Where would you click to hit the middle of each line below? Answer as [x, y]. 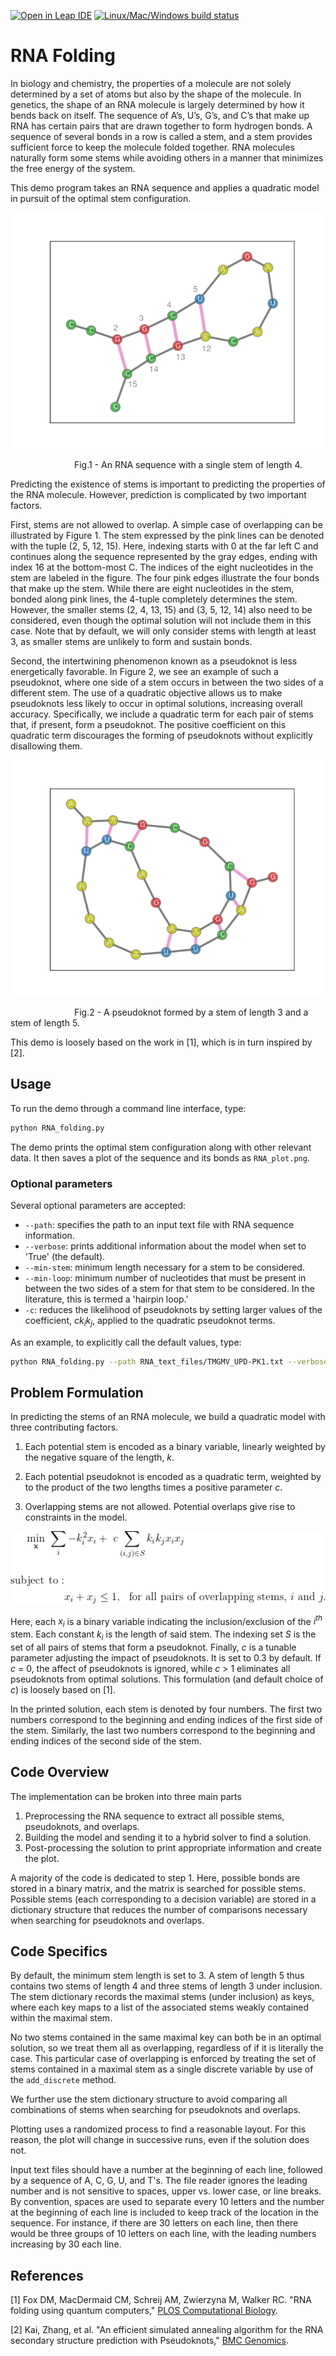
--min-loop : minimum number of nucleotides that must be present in [165, 1277]
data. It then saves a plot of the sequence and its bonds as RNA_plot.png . [160, 1157]
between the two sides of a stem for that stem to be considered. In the [169, 1288]
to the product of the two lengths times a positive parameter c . [153, 1487]
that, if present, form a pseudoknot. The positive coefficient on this [148, 724]
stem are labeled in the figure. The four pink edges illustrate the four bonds [165, 577]
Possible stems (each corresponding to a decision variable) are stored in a [163, 1899]
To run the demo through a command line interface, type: [128, 1108]
